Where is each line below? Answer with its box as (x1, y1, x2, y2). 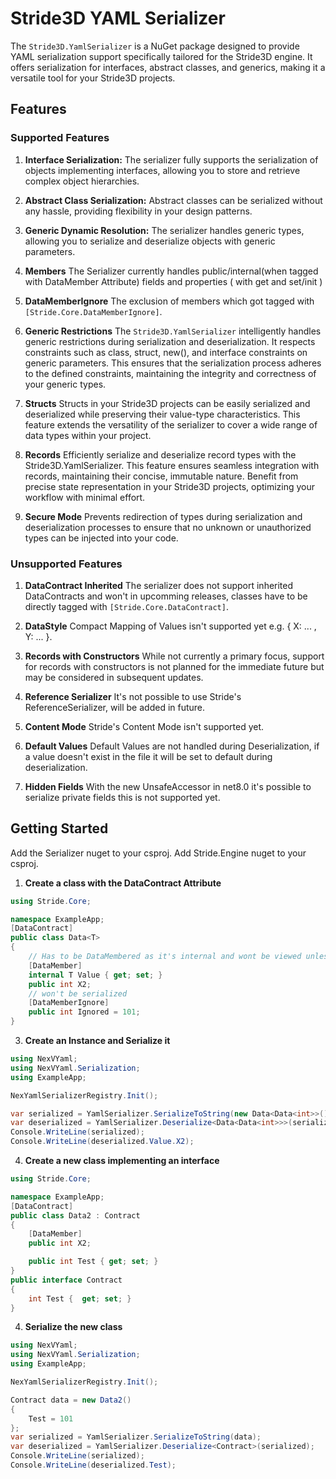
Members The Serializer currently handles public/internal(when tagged (24, 265, 319, 277)
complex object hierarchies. (24, 175, 140, 187)
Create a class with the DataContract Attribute (24, 877, 222, 889)
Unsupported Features (10, 557, 123, 571)
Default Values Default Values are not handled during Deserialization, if (24, 740, 320, 752)
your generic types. (24, 378, 107, 390)
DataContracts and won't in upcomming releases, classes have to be (24, 590, 308, 602)
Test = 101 (28, 1413, 74, 1424)
